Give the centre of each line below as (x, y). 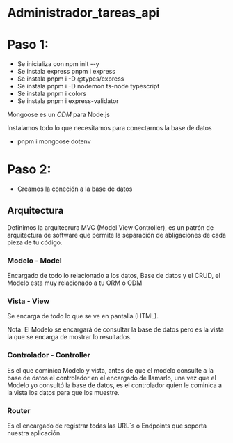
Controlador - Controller (49, 355)
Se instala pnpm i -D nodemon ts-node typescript (88, 86)
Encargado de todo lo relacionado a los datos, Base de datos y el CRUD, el (114, 276)
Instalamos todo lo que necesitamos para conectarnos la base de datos (110, 128)
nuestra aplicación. (35, 433)
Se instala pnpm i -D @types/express (71, 79)
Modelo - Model (34, 261)
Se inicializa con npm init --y (58, 64)
